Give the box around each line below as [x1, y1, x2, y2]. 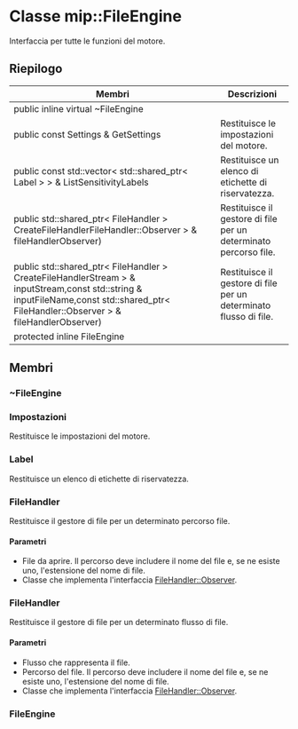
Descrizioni [227, 87, 278, 99]
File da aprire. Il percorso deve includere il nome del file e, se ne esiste [21, 556, 281, 567]
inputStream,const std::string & [13, 282, 143, 295]
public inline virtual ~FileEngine [13, 102, 144, 115]
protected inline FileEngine [13, 330, 125, 343]
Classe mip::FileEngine [9, 6, 182, 27]
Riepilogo [9, 61, 63, 76]
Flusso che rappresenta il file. [21, 657, 130, 668]
